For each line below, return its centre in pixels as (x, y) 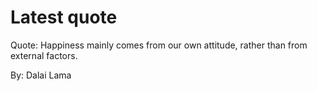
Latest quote (64, 17)
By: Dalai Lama (41, 75)
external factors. (44, 55)
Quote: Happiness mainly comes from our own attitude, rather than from (159, 45)
